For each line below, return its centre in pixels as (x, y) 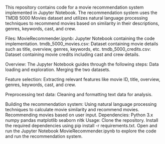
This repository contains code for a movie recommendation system (74, 7)
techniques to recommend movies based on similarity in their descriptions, (82, 23)
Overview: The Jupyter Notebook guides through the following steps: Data (82, 64)
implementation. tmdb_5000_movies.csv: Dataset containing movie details (82, 44)
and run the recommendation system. (44, 136)
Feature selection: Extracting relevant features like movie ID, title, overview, (83, 79)
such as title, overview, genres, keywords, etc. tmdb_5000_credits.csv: (78, 49)
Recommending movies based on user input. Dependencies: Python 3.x (79, 115)
